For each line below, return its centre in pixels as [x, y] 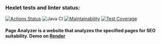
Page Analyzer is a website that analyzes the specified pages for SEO [80, 30]
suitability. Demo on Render [35, 36]
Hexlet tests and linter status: [43, 8]
